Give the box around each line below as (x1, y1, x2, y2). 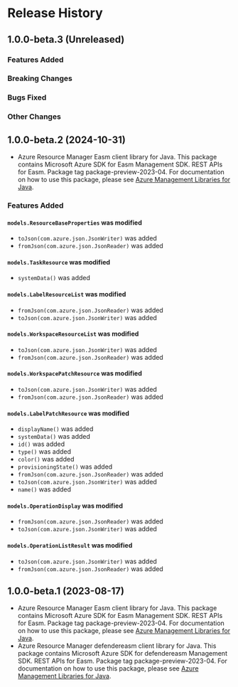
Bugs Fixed (7, 92, 47, 102)
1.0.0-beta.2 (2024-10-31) (7, 134, 126, 146)
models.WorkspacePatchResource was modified (7, 369, 142, 378)
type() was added (17, 447, 72, 456)
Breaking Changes (7, 73, 73, 83)
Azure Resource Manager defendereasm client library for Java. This (17, 641, 217, 650)
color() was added (17, 455, 75, 464)
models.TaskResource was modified (7, 257, 111, 266)
